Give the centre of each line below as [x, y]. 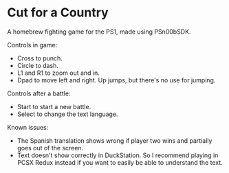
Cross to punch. [40, 58]
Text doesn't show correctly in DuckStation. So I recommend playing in [118, 155]
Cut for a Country [58, 13]
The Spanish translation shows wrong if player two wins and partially [115, 140]
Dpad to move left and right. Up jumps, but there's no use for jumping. [116, 80]
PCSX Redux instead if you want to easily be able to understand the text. [120, 162]
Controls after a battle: [39, 93]
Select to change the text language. [67, 114]
